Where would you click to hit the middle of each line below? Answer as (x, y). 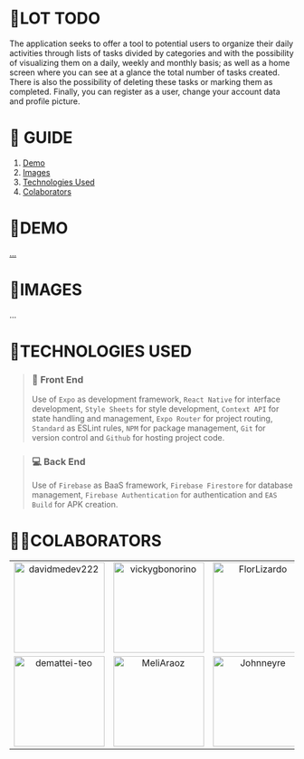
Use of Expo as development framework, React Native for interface (156, 399)
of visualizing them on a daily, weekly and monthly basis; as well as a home (150, 62)
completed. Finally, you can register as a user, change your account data (145, 91)
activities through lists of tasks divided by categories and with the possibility (152, 52)
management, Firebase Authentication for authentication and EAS (154, 494)
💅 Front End (57, 379)
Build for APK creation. (75, 504)
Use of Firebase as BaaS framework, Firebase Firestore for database (162, 485)
